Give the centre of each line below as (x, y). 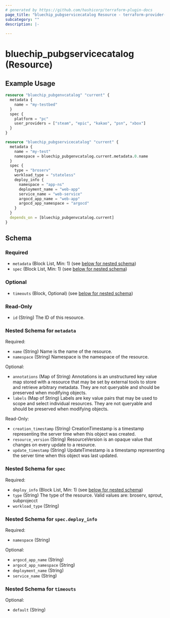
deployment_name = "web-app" (49, 189)
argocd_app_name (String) (38, 560)
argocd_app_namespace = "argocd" (54, 204)
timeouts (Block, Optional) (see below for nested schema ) (73, 293)
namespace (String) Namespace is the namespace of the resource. (81, 357)
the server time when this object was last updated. (65, 456)
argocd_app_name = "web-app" (49, 199)
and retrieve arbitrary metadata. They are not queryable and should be (86, 387)
